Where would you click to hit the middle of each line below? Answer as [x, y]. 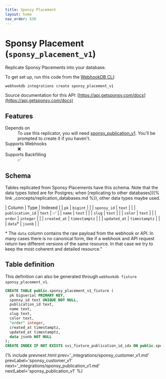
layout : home [19, 14]
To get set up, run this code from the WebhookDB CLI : [60, 77]
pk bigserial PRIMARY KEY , [37, 295]
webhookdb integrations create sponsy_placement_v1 [59, 86]
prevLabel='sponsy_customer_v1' [39, 361]
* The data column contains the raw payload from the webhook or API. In [80, 233]
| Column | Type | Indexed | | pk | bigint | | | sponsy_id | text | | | [70, 208]
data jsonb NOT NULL [31, 337]
